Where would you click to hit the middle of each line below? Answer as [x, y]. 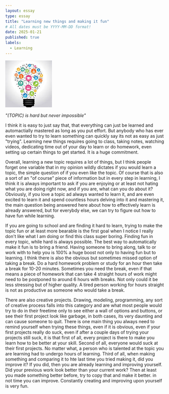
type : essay [18, 16]
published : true [22, 37]
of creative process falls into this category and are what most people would [84, 305]
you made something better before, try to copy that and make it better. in [81, 375]
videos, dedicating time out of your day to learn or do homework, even [78, 146]
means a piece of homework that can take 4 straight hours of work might [81, 274]
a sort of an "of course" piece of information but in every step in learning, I [83, 178]
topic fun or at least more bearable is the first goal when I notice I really [79, 231]
